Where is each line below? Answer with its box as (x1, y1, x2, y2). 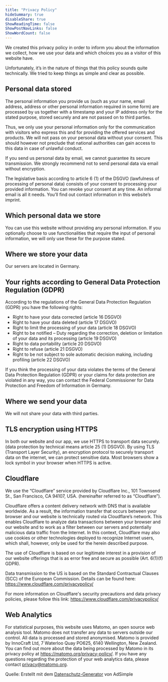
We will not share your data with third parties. (5, 411, 99, 417)
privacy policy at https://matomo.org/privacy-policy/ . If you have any (5, 650, 147, 656)
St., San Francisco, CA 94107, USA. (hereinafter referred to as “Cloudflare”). (5, 493, 161, 499)
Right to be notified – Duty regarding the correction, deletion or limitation (12, 330, 163, 336)
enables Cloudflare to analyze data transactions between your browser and (5, 519, 161, 525)
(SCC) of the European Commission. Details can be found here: (5, 575, 136, 581)
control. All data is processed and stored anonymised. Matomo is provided (5, 634, 159, 641)
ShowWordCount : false (5, 31, 51, 36)
